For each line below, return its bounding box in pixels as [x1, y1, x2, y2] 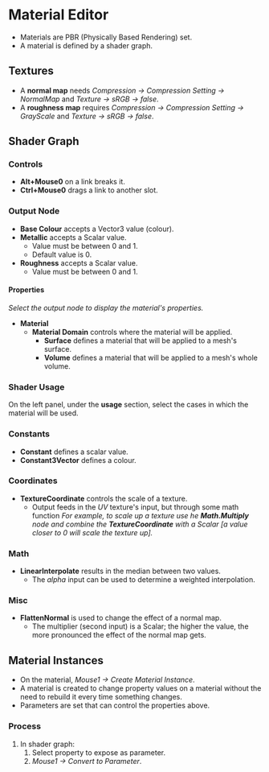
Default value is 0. [31, 250, 92, 259]
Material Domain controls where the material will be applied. [31, 327, 233, 336]
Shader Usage [8, 381, 65, 392]
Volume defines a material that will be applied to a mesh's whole [43, 353, 259, 362]
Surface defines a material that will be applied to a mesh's [43, 336, 237, 345]
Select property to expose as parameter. [31, 747, 166, 758]
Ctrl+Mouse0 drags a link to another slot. [19, 185, 158, 195]
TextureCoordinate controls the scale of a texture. [19, 493, 188, 503]
